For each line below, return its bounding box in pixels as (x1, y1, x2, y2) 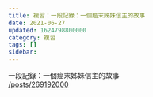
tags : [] (8, 41, 37, 49)
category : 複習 (8, 33, 56, 42)
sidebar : (8, 48, 37, 56)
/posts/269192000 (8, 80, 69, 89)
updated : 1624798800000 (8, 26, 87, 34)
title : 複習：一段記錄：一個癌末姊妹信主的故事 (8, 11, 146, 20)
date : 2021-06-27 (8, 19, 66, 27)
